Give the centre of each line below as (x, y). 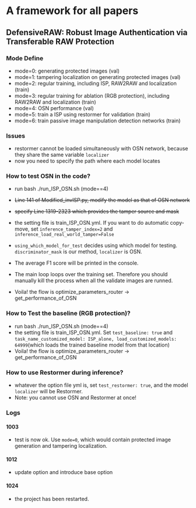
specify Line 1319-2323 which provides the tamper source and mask (97, 211)
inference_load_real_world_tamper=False (64, 235)
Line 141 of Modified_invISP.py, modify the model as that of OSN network (102, 200)
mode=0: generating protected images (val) (67, 71)
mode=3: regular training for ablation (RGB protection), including (92, 95)
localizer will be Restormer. (48, 392)
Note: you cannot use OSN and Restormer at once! (76, 398)
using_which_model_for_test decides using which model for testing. (96, 246)
